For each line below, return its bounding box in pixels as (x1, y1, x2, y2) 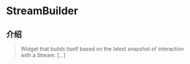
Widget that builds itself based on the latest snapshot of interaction (20, 46, 184, 52)
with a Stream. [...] (20, 52, 66, 59)
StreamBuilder (6, 4, 78, 18)
